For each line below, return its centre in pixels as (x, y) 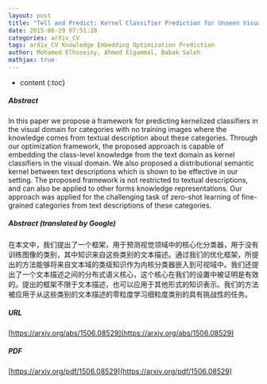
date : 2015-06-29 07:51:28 (53, 30)
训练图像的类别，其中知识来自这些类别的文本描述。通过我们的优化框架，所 (130, 254)
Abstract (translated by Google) (62, 223)
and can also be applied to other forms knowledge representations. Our (125, 188)
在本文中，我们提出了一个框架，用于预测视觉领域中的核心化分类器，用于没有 (133, 244)
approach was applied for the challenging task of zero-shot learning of (124, 196)
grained (21, 205)
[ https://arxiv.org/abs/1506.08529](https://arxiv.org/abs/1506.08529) (121, 333)
